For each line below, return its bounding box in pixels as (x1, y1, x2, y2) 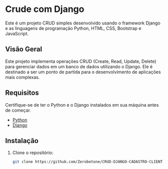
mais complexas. (5, 74, 40, 80)
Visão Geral (5, 45, 42, 53)
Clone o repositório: (12, 150, 53, 156)
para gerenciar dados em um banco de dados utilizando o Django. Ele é (5, 63, 153, 69)
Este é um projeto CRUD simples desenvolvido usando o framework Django (5, 20, 161, 26)
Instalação (5, 136, 39, 145)
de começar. (5, 107, 31, 113)
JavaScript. (5, 30, 29, 36)
